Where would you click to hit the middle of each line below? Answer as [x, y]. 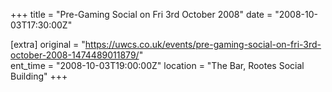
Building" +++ [39, 76]
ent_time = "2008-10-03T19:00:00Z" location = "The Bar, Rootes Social [157, 65]
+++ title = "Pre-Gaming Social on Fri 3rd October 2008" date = [141, 14]
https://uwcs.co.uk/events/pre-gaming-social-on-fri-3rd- [203, 44]
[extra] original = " [48, 44]
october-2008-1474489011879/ [75, 55]
